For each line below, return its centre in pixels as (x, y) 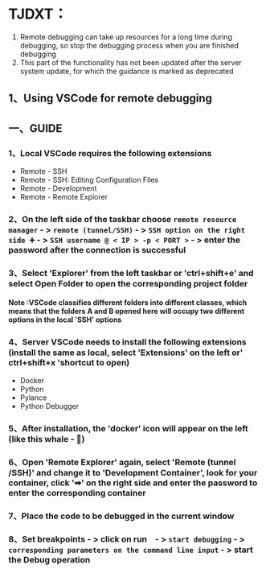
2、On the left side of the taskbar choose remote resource (123, 219)
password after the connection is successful (97, 249)
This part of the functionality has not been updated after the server (131, 62)
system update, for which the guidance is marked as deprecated (127, 71)
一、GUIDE (35, 128)
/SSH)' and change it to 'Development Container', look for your (133, 472)
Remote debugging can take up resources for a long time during (126, 37)
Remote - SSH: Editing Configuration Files (89, 180)
